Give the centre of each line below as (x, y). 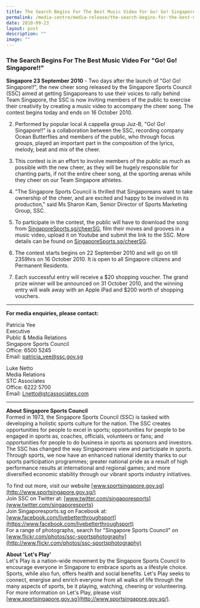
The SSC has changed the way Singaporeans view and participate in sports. (99, 449)
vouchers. (27, 296)
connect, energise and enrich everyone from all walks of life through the (95, 580)
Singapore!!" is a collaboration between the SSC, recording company (99, 130)
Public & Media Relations (37, 337)
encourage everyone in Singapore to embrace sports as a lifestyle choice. (97, 567)
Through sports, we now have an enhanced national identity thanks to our (97, 455)
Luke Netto (20, 369)
